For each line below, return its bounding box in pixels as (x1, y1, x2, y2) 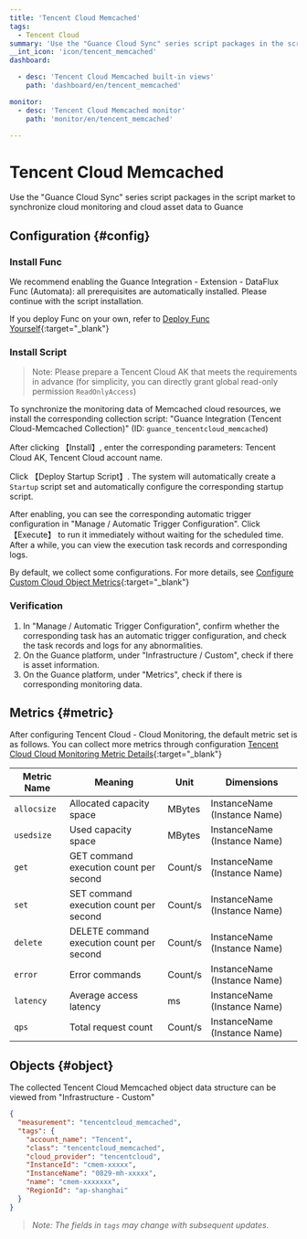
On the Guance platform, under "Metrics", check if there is (22, 669, 243, 680)
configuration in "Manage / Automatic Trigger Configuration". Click (9, 518, 260, 530)
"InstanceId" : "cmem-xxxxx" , (26, 1160, 137, 1170)
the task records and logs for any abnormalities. (22, 640, 204, 651)
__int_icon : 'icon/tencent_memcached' (9, 48, 157, 57)
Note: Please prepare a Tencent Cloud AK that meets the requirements (31, 366, 298, 377)
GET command (69, 850, 134, 863)
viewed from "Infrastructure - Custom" (9, 1092, 155, 1103)
